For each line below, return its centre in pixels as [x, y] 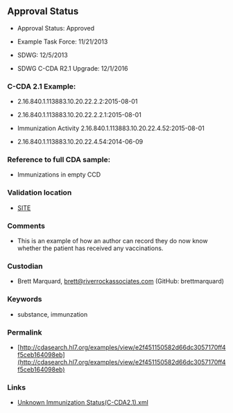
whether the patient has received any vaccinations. [90, 248]
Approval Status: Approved [56, 28]
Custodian [25, 266]
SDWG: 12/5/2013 [42, 55]
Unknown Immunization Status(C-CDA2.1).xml [83, 403]
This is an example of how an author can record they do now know [112, 241]
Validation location [40, 193]
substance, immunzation [52, 314]
